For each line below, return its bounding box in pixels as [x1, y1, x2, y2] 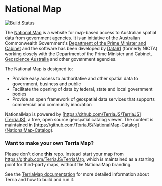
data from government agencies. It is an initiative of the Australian [5, 35, 140, 41]
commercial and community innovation [12, 101, 92, 107]
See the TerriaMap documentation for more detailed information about [5, 171, 149, 177]
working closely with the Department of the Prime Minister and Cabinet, [5, 51, 152, 57]
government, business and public [12, 81, 81, 87]
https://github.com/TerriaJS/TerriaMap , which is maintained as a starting [5, 156, 154, 162]
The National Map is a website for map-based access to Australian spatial [5, 29, 157, 35]
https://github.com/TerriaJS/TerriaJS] [64, 111, 141, 117]
